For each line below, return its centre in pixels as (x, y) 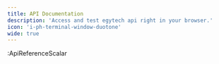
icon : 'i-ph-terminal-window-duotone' (64, 27)
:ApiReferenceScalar (37, 53)
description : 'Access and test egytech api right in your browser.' (110, 20)
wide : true (23, 33)
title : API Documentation (45, 14)
